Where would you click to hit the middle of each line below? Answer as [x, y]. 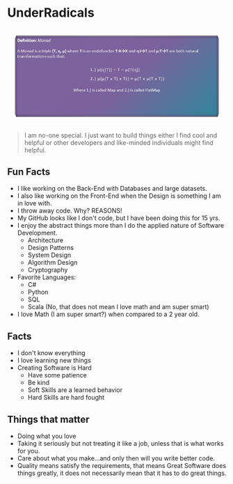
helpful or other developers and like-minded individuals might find [119, 142]
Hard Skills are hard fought [66, 398]
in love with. [34, 203]
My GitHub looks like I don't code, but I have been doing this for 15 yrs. [119, 218]
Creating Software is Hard [54, 368]
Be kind [39, 383]
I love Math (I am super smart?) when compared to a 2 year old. [108, 314]
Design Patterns [51, 248]
